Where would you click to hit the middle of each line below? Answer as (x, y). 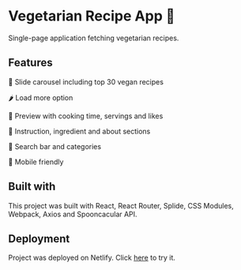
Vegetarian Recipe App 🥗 (92, 16)
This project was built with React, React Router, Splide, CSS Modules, (121, 205)
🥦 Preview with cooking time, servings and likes (86, 116)
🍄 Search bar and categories (55, 146)
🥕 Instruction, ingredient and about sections (79, 131)
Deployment (39, 239)
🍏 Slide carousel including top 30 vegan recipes (86, 81)
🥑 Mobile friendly (36, 162)
